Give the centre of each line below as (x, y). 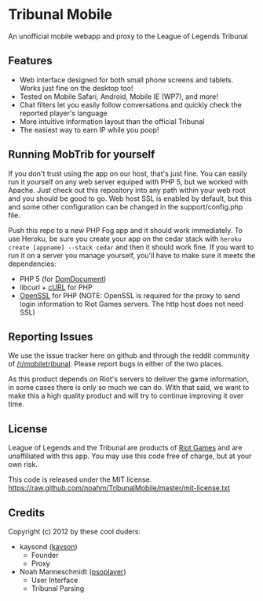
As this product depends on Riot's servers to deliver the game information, (129, 379)
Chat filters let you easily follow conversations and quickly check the (130, 104)
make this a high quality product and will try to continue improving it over (126, 396)
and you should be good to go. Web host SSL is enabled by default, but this (130, 199)
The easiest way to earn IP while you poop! (89, 129)
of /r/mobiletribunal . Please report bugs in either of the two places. (116, 364)
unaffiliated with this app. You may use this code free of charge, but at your (130, 456)
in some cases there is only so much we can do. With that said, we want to (129, 388)
